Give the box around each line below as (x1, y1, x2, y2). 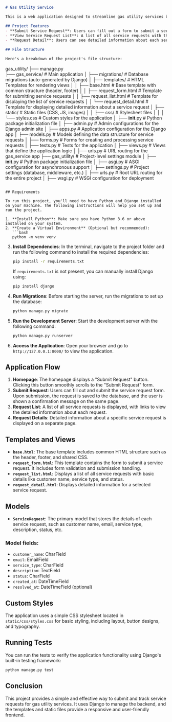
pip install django (12, 284, 55, 289)
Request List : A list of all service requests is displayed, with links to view (12, 404, 166, 410)
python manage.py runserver (12, 333, 73, 338)
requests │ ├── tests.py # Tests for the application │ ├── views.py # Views (5, 142, 166, 148)
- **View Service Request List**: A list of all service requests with (5, 33, 161, 38)
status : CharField (12, 573, 50, 579)
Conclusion (5, 682, 43, 691)
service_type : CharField (12, 562, 64, 568)
